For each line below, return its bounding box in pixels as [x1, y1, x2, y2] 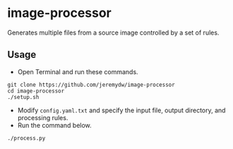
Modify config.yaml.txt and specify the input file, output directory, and [17, 106, 226, 114]
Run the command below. [17, 121, 92, 129]
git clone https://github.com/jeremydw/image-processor [7, 81, 175, 88]
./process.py [7, 134, 46, 142]
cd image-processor [7, 87, 65, 95]
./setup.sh [7, 93, 40, 100]
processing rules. [17, 113, 68, 121]
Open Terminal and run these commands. [17, 67, 139, 76]
